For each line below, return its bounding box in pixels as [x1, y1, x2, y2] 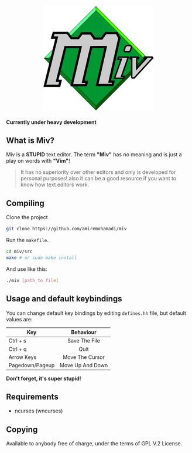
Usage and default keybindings [6, 294, 122, 304]
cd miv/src [6, 249, 33, 255]
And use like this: [6, 265, 48, 273]
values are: [6, 316, 33, 323]
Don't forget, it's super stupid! [6, 375, 81, 382]
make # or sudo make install [6, 255, 77, 261]
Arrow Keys [8, 353, 37, 361]
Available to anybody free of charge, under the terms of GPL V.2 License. [6, 440, 183, 447]
